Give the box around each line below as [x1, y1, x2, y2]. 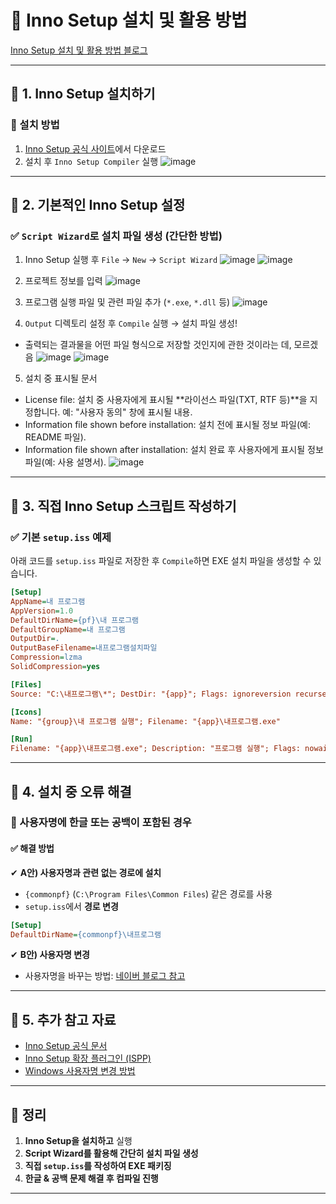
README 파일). [24, 431, 87, 443]
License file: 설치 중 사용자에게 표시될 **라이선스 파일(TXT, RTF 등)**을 [24, 394, 308, 406]
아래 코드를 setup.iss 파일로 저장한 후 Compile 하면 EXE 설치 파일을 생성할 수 [10, 555, 312, 566]
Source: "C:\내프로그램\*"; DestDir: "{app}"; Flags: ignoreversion [10, 689, 292, 699]
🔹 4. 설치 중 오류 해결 [10, 783, 132, 800]
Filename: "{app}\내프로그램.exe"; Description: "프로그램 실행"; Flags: [10, 744, 301, 754]
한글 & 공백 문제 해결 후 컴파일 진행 [24, 1172, 159, 1185]
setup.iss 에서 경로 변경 [24, 900, 119, 912]
